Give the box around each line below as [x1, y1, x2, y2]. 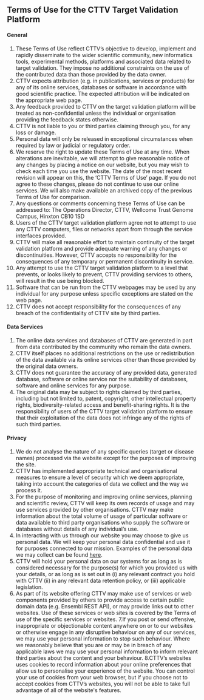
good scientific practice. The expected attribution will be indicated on [15, 90, 190, 97]
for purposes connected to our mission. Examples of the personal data [15, 545, 192, 552]
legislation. [15, 583, 43, 591]
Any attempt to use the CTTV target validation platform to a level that [15, 264, 188, 271]
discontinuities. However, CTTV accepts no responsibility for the [15, 251, 177, 259]
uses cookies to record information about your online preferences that [15, 661, 192, 668]
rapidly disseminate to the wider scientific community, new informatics [15, 51, 193, 58]
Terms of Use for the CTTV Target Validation [7, 5, 178, 15]
